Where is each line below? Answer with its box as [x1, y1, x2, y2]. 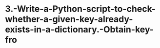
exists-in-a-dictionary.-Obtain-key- [5, 24, 154, 35]
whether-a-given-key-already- [5, 14, 133, 25]
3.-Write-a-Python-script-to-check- [5, 3, 156, 15]
